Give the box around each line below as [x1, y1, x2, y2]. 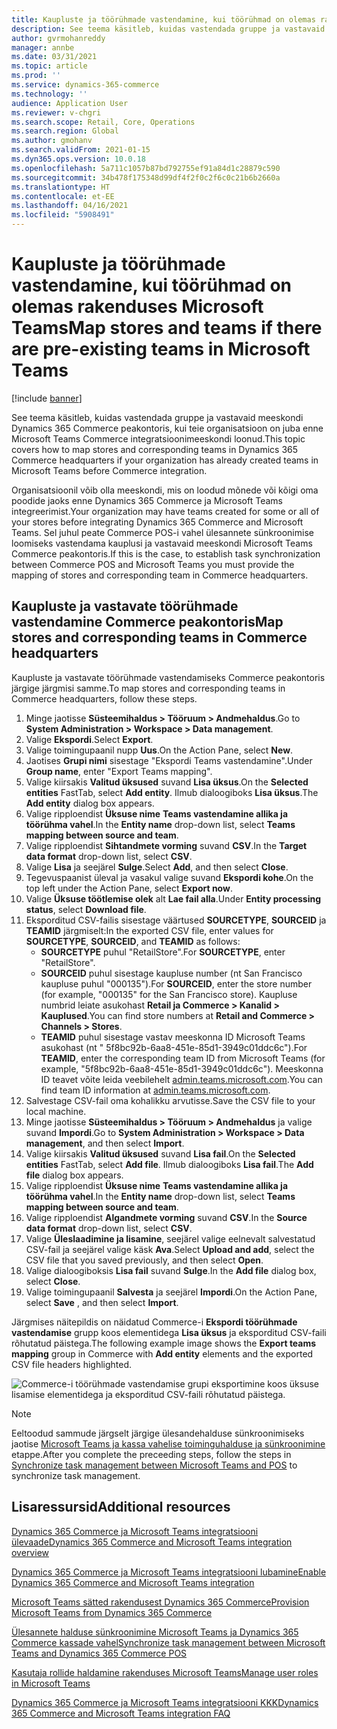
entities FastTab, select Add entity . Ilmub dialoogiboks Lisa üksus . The [25, 786, 319, 798]
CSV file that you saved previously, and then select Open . [25, 1254, 264, 1266]
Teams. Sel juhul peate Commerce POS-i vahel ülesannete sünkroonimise [11, 526, 314, 538]
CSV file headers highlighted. [11, 1358, 133, 1370]
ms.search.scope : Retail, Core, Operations [11, 117, 196, 127]
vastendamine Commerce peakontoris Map [11, 614, 284, 631]
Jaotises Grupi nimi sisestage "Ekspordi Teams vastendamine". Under [25, 754, 313, 766]
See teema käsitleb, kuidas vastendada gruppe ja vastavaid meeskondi [11, 411, 304, 423]
